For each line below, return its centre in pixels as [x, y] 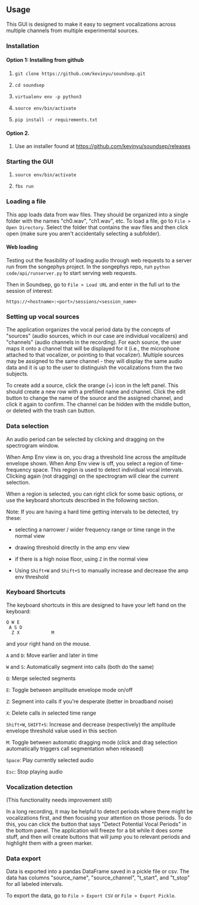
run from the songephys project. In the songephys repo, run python [88, 267]
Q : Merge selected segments [41, 678]
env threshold [31, 577]
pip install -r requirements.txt [56, 120]
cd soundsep [29, 85]
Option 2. [18, 133]
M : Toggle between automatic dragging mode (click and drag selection [92, 742]
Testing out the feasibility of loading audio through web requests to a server [99, 260]
